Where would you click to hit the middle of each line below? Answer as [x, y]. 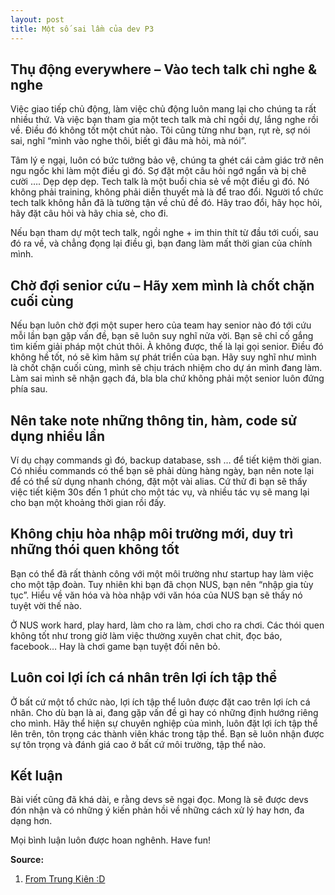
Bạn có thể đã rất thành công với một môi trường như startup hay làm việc [162, 573]
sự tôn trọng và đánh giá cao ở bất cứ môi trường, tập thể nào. [138, 744]
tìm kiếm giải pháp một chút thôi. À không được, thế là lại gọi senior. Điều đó [167, 347]
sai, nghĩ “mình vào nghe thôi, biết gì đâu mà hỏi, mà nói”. [128, 141]
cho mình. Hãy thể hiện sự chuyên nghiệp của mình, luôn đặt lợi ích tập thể [164, 723]
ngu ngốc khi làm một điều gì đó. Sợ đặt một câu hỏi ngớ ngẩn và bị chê [158, 171]
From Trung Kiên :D [65, 879]
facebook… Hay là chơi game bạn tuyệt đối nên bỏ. [115, 646]
